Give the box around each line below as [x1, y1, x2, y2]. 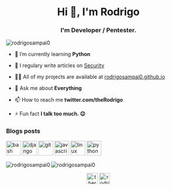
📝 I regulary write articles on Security [14, 62, 104, 69]
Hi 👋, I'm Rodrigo [57, 5, 140, 19]
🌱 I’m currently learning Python [14, 51, 91, 58]
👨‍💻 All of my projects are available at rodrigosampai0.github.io [14, 73, 165, 81]
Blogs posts [6, 127, 41, 135]
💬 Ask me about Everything [14, 85, 82, 92]
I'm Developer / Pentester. [60, 26, 136, 34]
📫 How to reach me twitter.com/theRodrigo [14, 96, 123, 103]
